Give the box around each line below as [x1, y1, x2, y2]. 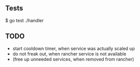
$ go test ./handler [5, 17, 44, 23]
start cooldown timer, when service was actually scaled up [12, 45, 135, 51]
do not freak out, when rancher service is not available [12, 50, 126, 57]
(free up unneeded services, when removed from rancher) [12, 56, 134, 62]
